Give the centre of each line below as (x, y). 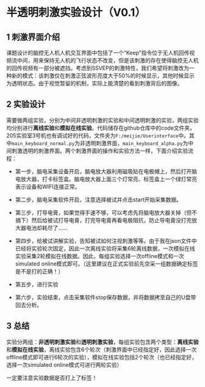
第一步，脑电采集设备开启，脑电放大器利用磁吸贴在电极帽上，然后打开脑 (106, 171)
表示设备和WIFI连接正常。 (48, 186)
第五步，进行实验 (37, 284)
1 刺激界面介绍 (33, 37)
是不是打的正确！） (39, 271)
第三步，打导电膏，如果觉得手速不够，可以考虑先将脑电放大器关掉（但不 (106, 212)
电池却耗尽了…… (47, 228)
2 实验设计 (26, 104)
